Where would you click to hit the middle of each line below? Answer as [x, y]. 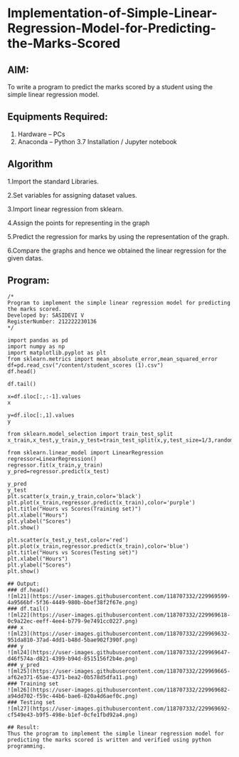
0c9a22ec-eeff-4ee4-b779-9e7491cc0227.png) [73, 621]
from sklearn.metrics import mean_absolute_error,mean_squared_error [113, 359]
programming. [27, 746]
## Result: [23, 728]
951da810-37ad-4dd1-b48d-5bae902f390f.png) [73, 640]
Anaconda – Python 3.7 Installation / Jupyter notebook [97, 141]
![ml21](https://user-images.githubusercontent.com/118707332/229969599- [119, 596]
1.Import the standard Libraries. [53, 181]
